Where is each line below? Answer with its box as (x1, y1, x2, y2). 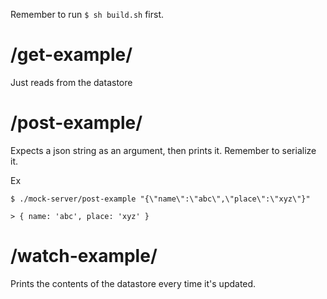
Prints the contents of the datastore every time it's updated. (10, 277, 257, 289)
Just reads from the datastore (10, 76, 133, 88)
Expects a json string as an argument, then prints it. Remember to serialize (10, 144, 317, 156)
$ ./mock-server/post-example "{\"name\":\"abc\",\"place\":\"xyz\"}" (10, 194, 311, 204)
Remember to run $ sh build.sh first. (10, 9, 165, 20)
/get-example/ (10, 44, 133, 66)
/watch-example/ (10, 245, 158, 268)
